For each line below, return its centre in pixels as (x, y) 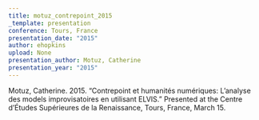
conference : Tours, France (53, 30)
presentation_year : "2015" (53, 68)
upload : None (30, 53)
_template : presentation (50, 23)
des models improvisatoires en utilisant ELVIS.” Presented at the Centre (126, 99)
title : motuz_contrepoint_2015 (60, 16)
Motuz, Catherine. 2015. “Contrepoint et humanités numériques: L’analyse (130, 90)
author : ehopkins (37, 46)
